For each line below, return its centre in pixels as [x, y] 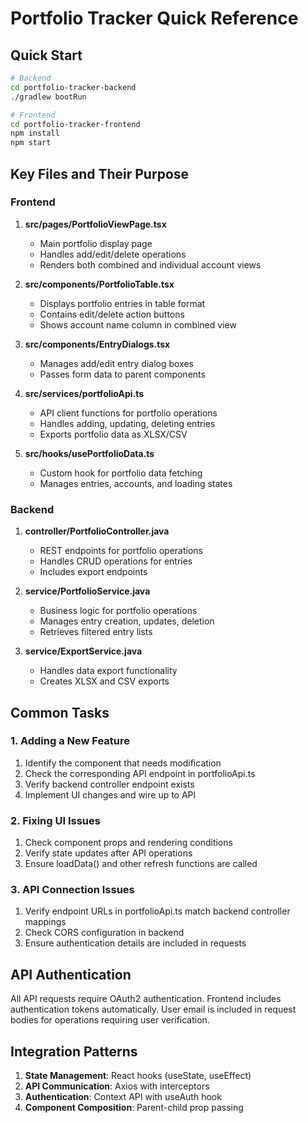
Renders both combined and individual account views [150, 264]
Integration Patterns [74, 1051]
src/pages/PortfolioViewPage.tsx [95, 224]
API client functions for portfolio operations [128, 413]
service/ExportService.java [83, 651]
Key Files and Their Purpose [100, 173]
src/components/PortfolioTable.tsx [99, 284]
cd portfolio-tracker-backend [73, 87]
